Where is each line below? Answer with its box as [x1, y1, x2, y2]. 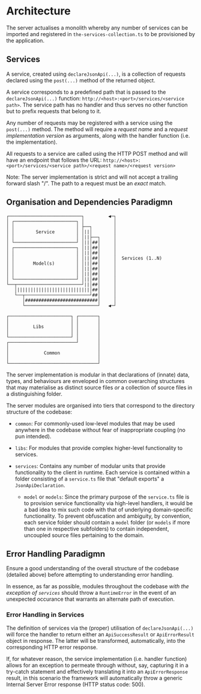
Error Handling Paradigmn [6, 548, 106, 559]
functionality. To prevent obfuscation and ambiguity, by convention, [23, 512, 191, 520]
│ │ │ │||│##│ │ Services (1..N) [6, 255, 163, 261]
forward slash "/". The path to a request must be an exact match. [6, 179, 167, 187]
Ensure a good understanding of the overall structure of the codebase [6, 565, 179, 572]
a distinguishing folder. [6, 390, 63, 398]
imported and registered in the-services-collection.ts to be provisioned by [6, 30, 196, 37]
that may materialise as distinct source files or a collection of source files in [6, 384, 193, 391]
